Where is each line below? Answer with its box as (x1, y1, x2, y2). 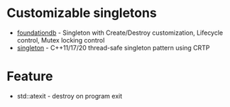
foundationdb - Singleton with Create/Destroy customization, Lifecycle (16, 28, 224, 37)
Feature (6, 69, 53, 84)
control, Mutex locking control (16, 35, 105, 44)
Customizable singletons (6, 5, 157, 21)
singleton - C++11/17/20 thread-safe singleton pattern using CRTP (16, 43, 210, 52)
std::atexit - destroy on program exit (16, 91, 123, 100)
